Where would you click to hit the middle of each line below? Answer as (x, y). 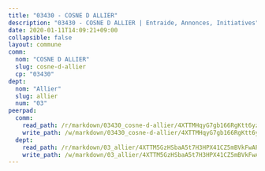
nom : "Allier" (38, 89)
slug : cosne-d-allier (51, 67)
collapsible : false (40, 37)
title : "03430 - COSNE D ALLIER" (63, 15)
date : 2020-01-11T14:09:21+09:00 (63, 30)
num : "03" (31, 103)
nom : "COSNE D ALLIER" (52, 60)
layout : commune (35, 45)
